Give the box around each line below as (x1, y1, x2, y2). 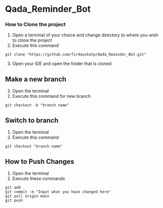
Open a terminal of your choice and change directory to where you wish (12, 32, 159, 38)
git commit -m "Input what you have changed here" (5, 189, 111, 194)
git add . (5, 185, 26, 190)
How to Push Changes (5, 157, 75, 166)
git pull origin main (5, 193, 50, 199)
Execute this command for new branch (12, 93, 91, 99)
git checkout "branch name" (5, 144, 63, 149)
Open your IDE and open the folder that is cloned (12, 60, 112, 67)
